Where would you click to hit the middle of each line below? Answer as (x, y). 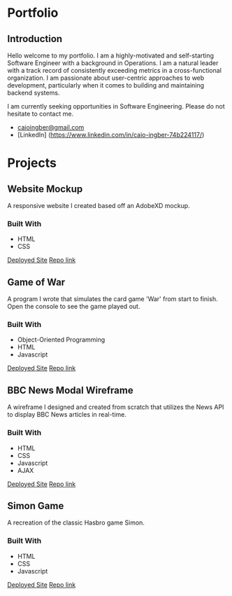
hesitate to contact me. (41, 114)
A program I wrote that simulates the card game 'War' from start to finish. (113, 299)
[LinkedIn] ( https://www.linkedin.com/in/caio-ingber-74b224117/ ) (111, 135)
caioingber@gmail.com (51, 127)
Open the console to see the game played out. (74, 307)
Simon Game (36, 506)
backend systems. (34, 93)
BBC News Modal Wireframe (71, 390)
